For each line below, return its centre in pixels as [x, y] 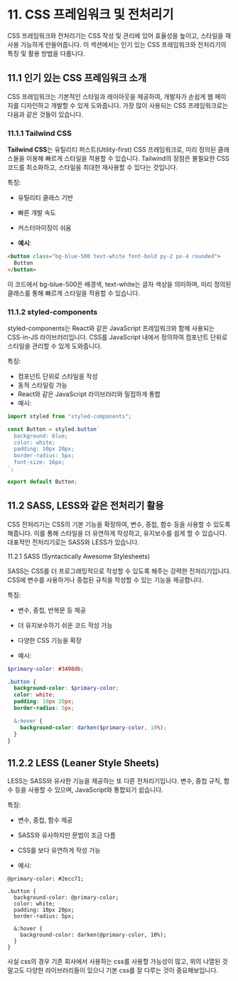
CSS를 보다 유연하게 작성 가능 [59, 850]
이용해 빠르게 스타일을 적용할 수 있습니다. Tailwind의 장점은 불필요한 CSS [128, 159]
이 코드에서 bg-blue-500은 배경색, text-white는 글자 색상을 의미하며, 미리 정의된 [119, 284]
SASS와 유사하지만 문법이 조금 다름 [66, 835]
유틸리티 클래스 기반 [45, 198]
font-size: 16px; [39, 462]
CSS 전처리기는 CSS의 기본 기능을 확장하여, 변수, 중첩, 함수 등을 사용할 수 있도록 [119, 524]
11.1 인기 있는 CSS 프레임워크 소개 [77, 78]
